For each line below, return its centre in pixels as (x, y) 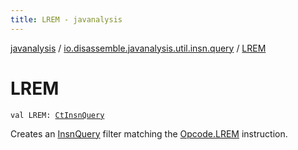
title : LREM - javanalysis (66, 19)
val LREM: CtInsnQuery (57, 115)
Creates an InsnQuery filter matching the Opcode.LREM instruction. (149, 133)
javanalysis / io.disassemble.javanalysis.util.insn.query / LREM (138, 48)
